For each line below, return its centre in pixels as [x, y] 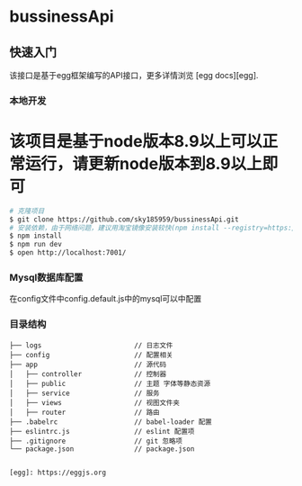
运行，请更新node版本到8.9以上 [144, 164]
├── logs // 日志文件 [91, 345]
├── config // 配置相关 [91, 355]
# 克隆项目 [27, 211]
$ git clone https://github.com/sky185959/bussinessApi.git [124, 219]
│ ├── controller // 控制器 [88, 374]
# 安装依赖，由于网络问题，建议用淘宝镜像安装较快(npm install [115, 228]
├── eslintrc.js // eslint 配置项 [102, 431]
